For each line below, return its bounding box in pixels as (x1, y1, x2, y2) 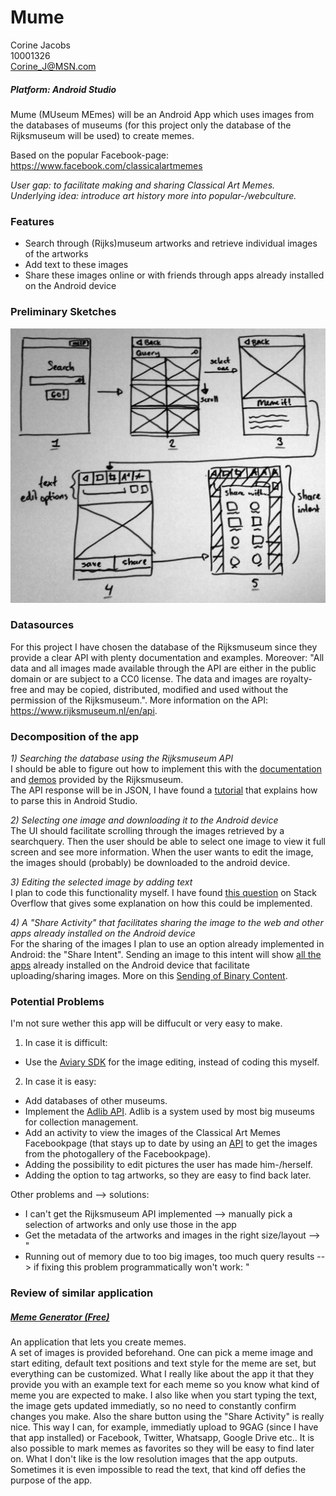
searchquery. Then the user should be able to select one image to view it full (10, 836, 326, 848)
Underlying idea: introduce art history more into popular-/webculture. (10, 189, 297, 201)
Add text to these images (24, 259, 129, 271)
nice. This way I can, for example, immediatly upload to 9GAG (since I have (10, 1421, 319, 1433)
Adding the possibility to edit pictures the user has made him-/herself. (24, 1159, 313, 1171)
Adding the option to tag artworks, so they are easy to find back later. (24, 1169, 312, 1181)
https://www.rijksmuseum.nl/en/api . (10, 704, 158, 716)
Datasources (10, 618, 75, 632)
